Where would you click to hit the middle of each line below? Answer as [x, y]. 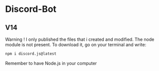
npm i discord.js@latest [31, 54]
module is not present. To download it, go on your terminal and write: [76, 45]
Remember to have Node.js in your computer [51, 63]
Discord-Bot [31, 9]
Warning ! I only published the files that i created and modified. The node [80, 39]
